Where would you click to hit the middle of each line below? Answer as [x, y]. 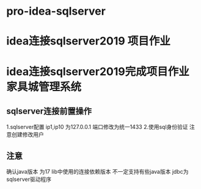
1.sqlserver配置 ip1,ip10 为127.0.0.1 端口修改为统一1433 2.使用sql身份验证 [97, 127]
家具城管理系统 [44, 87]
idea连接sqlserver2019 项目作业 [89, 41]
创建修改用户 [27, 135]
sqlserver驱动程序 [29, 179]
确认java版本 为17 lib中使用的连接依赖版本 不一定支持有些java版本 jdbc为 [97, 172]
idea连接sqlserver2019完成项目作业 [98, 71]
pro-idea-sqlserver [56, 11]
